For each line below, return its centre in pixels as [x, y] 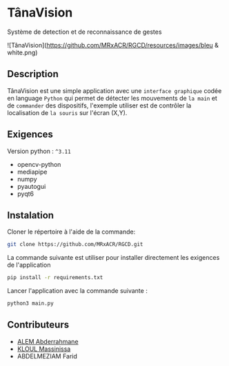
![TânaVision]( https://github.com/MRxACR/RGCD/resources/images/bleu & [113, 45]
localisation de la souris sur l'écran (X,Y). [67, 112]
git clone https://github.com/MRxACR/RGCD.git [75, 245]
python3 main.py [30, 304]
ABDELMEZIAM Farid [47, 356]
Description [33, 74]
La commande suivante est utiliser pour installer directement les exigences [113, 258]
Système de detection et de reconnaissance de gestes [84, 32]
